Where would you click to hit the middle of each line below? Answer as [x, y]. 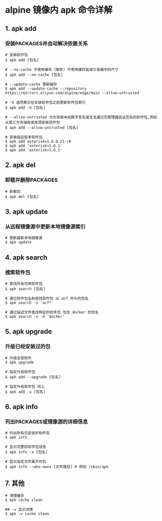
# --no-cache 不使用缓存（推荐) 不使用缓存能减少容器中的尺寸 [62, 69]
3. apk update [27, 212]
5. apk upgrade [29, 332]
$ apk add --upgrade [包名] [33, 377]
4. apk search [26, 257]
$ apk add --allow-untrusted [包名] [42, 128]
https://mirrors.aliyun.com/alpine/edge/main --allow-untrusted [72, 93]
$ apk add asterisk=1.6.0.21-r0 [38, 141]
